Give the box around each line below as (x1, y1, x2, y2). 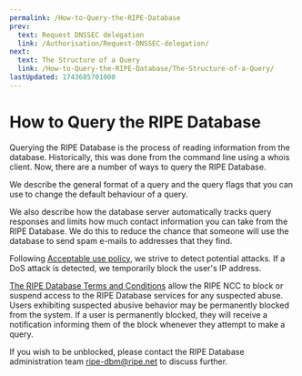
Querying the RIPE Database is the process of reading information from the (9, 142, 291, 153)
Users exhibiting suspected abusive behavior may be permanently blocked (9, 300, 289, 310)
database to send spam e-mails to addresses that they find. (9, 235, 233, 246)
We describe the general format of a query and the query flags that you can (9, 178, 294, 189)
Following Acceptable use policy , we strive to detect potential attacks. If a (9, 252, 286, 264)
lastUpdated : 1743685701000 (9, 73, 116, 82)
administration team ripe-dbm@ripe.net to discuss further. (9, 356, 228, 367)
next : (9, 47, 30, 56)
